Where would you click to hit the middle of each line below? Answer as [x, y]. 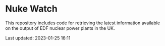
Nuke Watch [32, 9]
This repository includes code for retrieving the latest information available [83, 23]
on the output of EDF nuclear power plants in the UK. [60, 28]
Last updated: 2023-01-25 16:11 [38, 38]
